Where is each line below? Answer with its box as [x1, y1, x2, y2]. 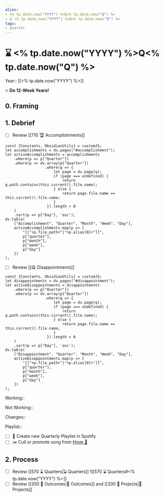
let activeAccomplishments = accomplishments [5, 152, 100, 157]
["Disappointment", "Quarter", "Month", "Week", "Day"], [14, 352, 133, 357]
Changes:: [5, 414, 26, 420]
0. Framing [5, 102, 39, 110]
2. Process [5, 455, 38, 463]
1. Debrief [5, 119, 35, 127]
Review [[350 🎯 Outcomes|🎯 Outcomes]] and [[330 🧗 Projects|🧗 [12, 481, 142, 487]
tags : [5, 21, 16, 26]
